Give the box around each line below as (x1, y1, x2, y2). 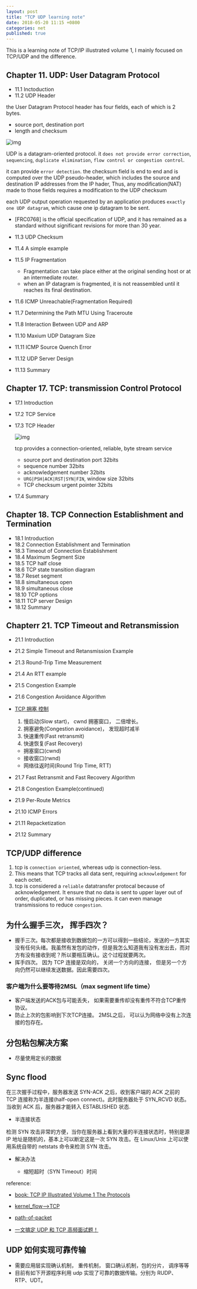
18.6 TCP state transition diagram (14, 566, 95, 573)
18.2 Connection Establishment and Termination (14, 540, 131, 548)
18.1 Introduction (14, 535, 54, 542)
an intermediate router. (23, 273, 79, 281)
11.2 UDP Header (14, 92, 56, 99)
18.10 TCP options (14, 591, 58, 598)
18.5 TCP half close (14, 559, 62, 566)
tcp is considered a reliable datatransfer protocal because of (14, 882, 165, 890)
